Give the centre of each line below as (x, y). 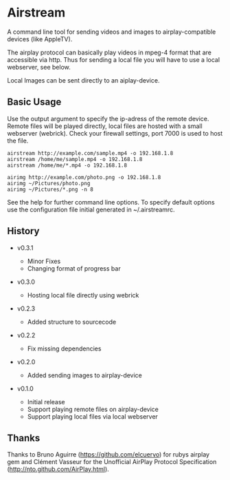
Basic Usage (34, 102)
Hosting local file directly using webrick (83, 295)
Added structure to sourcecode (72, 322)
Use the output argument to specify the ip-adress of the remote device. (108, 118)
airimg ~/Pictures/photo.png (49, 183)
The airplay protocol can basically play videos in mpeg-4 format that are (109, 52)
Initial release (46, 401)
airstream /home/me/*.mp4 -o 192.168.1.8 (67, 165)
